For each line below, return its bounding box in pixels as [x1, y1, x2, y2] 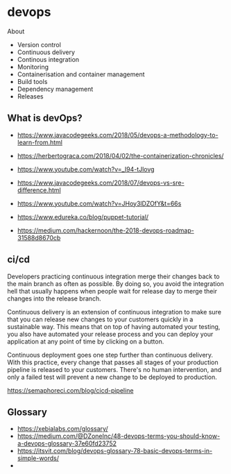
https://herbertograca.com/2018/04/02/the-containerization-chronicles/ [17, 151, 224, 160]
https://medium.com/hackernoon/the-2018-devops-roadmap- [17, 226, 194, 235]
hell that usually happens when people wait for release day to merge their [7, 287, 217, 295]
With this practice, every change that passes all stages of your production [7, 358, 219, 366]
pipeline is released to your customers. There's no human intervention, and [7, 365, 222, 373]
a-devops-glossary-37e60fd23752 [17, 439, 117, 448]
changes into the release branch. [7, 294, 102, 303]
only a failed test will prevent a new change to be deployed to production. [7, 373, 217, 381]
